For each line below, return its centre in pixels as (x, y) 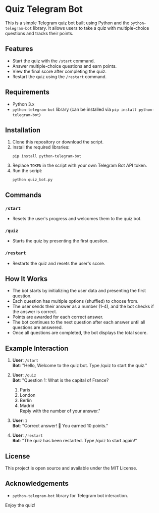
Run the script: (27, 171)
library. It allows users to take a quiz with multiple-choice (91, 28)
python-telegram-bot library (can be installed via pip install (75, 109)
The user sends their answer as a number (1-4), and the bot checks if (83, 306)
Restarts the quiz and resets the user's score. (59, 263)
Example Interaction (37, 348)
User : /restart (27, 435)
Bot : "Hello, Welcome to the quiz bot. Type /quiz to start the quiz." (80, 366)
